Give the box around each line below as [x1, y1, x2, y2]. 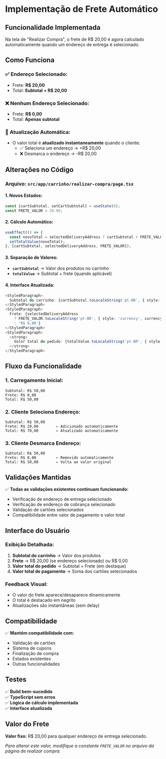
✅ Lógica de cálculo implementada [5, 700, 78, 705]
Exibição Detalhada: [5, 541, 54, 548]
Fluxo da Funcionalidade [5, 362, 82, 370]
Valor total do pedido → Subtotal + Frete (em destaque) [12, 563, 126, 569]
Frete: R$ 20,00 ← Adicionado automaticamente [5, 424, 119, 429]
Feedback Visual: [5, 581, 48, 587]
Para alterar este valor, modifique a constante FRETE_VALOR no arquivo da [5, 743, 154, 749]
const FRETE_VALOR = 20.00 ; [5, 208, 63, 213]
